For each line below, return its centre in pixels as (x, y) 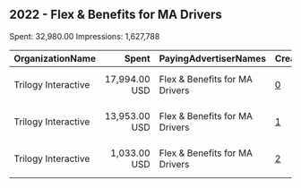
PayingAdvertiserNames (213, 58)
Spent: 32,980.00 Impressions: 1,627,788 (85, 36)
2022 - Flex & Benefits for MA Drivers (116, 15)
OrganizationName (55, 58)
